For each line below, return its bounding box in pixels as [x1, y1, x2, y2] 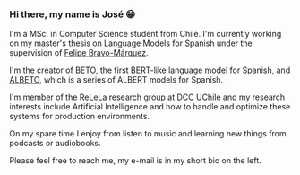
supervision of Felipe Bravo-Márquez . [9, 48, 150, 58]
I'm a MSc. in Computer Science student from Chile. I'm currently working [9, 29, 282, 39]
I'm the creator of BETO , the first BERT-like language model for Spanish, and [9, 65, 291, 75]
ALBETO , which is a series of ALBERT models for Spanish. [9, 74, 224, 85]
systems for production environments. [9, 111, 150, 122]
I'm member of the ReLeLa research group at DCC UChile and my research [9, 92, 286, 102]
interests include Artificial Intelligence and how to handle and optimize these [9, 101, 291, 112]
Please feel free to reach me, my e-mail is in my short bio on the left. [9, 155, 261, 166]
